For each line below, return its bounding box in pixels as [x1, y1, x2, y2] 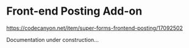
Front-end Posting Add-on [6, 4, 143, 18]
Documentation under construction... [6, 36, 99, 43]
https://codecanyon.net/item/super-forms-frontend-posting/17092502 [6, 24, 183, 32]
